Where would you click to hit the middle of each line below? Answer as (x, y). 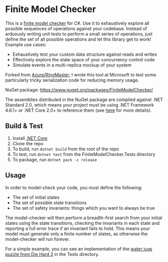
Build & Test (24, 126)
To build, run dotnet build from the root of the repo (66, 149)
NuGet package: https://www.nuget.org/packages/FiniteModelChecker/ (79, 90)
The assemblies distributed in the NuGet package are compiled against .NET (84, 100)
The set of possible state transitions (49, 203)
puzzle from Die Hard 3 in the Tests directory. (52, 254)
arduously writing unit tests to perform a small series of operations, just (79, 34)
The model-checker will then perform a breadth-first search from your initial (84, 218)
